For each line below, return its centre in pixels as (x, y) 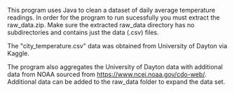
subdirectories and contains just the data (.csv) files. (83, 32)
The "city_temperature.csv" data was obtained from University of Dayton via (117, 46)
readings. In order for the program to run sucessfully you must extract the (113, 17)
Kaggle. (19, 53)
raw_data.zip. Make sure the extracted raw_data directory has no (101, 25)
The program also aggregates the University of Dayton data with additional (115, 67)
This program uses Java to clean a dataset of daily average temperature (111, 10)
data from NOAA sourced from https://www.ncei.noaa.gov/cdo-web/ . (107, 74)
